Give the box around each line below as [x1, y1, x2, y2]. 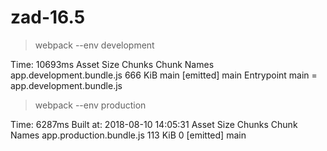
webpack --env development [34, 39, 155, 51]
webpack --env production [34, 99, 147, 111]
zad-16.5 [10, 6, 86, 29]
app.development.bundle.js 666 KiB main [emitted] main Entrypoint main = [10, 69, 318, 81]
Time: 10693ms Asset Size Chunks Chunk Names [10, 58, 215, 70]
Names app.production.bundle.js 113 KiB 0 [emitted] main [10, 129, 247, 141]
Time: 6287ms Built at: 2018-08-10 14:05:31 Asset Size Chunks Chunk [10, 118, 298, 130]
